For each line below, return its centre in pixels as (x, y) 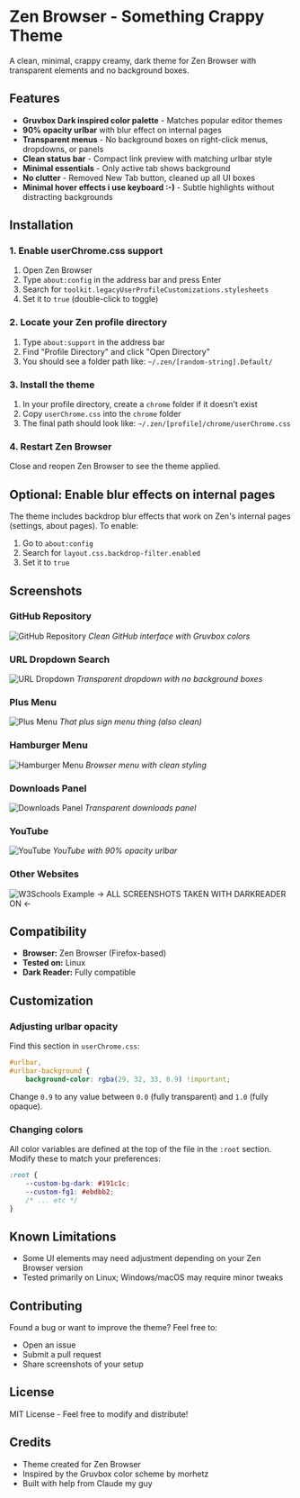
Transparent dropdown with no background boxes (169, 679)
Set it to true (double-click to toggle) (90, 299)
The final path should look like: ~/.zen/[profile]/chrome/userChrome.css (156, 423)
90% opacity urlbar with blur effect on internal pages (122, 130)
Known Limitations (63, 1236)
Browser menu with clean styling (146, 765)
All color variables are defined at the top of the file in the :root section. (141, 1149)
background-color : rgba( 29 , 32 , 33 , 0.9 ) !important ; (128, 1079)
